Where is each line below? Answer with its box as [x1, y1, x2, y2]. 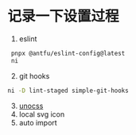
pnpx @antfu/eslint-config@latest [10, 49, 126, 57]
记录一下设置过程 [7, 7, 120, 25]
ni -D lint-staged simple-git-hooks [7, 87, 129, 94]
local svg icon [18, 109, 65, 119]
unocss [18, 101, 44, 110]
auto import [18, 118, 57, 127]
